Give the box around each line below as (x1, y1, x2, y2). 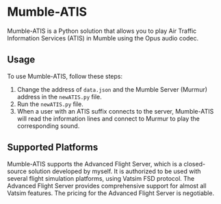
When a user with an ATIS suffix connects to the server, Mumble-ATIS (16, 107, 214, 115)
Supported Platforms (7, 142, 99, 153)
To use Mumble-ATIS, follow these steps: (7, 72, 123, 80)
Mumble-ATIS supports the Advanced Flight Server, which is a (7, 160, 183, 168)
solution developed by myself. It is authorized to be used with (28, 167, 201, 175)
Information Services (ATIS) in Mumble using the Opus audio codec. (7, 34, 199, 42)
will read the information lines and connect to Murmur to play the (16, 114, 200, 123)
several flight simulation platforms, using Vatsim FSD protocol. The (7, 174, 195, 182)
